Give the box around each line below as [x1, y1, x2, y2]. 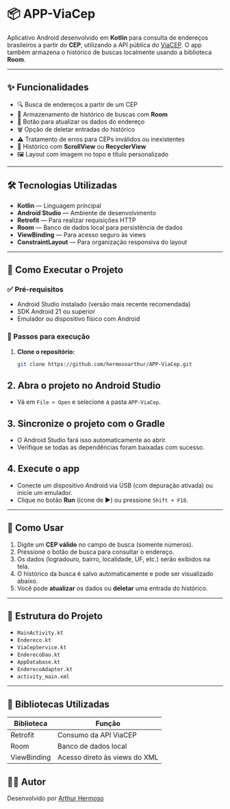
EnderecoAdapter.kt [16, 666, 73, 673]
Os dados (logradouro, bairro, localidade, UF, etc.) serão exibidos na [16, 555, 211, 563]
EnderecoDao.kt [16, 651, 61, 659]
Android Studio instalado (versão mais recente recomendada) [16, 300, 191, 309]
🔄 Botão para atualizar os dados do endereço [16, 117, 145, 125]
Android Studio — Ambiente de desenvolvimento [16, 208, 156, 217]
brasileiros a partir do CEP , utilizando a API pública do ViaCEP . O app [7, 40, 202, 49]
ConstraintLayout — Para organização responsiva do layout [16, 238, 188, 246]
